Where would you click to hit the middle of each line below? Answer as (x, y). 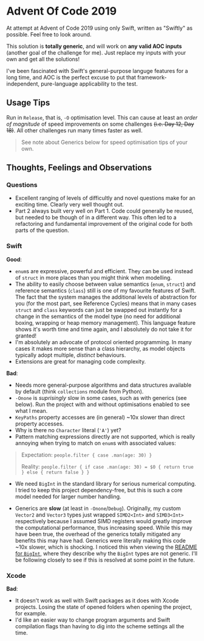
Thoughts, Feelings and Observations (79, 168)
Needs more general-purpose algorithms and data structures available (103, 385)
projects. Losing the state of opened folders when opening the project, (104, 607)
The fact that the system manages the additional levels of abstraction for (106, 297)
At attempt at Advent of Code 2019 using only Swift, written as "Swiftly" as (100, 28)
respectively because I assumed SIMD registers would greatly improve (103, 521)
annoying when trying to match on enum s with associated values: (95, 443)
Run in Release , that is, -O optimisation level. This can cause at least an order (102, 117)
